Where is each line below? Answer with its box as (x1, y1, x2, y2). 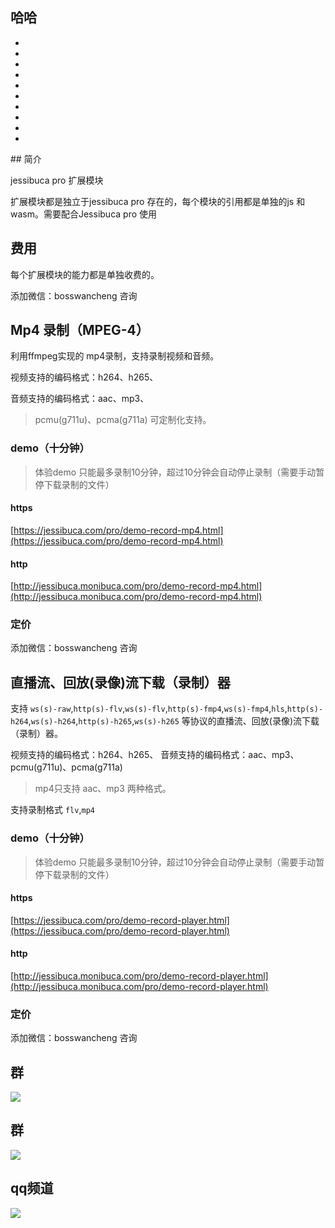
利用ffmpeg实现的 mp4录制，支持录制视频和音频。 (10, 350, 220, 362)
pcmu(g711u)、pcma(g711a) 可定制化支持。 (34, 414, 212, 426)
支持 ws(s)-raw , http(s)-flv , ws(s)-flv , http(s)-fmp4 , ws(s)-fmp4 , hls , (10, 703, 288, 715)
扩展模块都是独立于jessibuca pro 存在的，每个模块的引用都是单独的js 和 (10, 195, 306, 207)
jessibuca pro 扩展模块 (10, 174, 104, 186)
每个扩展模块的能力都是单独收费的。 (10, 268, 160, 280)
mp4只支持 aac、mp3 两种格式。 (34, 783, 172, 795)
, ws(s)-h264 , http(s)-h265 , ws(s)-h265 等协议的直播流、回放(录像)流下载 (28, 715, 320, 727)
